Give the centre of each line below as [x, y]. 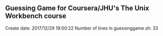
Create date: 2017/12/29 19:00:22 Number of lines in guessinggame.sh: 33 [82, 28]
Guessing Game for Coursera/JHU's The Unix [77, 8]
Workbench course [36, 16]
